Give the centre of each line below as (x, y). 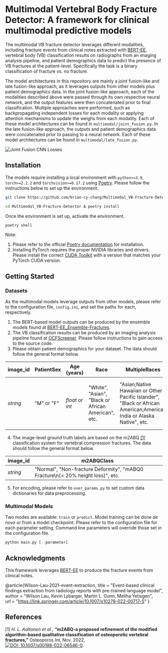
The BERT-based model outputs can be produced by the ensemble (81, 322)
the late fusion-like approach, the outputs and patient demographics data (80, 129)
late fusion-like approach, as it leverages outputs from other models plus (80, 86)
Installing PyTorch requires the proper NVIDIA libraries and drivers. (81, 250)
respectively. (18, 312)
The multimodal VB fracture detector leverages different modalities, (74, 44)
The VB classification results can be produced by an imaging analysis (84, 333)
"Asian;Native (135, 385)
